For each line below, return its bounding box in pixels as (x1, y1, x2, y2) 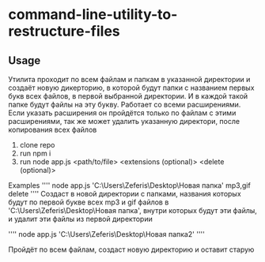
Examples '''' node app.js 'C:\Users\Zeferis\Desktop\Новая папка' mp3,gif (8, 181, 251, 190)
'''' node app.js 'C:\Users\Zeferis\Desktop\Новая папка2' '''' (8, 230, 206, 238)
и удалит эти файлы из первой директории (8, 215, 153, 223)
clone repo (19, 140, 55, 149)
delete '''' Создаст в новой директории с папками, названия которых (8, 189, 241, 198)
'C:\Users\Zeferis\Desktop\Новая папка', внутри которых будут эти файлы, (8, 206, 257, 215)
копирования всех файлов (8, 125, 97, 134)
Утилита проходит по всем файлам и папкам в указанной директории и (8, 75, 251, 84)
